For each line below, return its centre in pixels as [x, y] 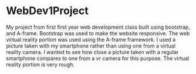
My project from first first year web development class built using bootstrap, [98, 27]
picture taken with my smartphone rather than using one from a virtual [91, 46]
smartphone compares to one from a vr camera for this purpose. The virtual [98, 58]
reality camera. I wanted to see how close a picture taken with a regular [92, 52]
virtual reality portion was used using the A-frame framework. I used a [91, 39]
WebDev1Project [48, 11]
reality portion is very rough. [40, 64]
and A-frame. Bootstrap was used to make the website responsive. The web [98, 33]
